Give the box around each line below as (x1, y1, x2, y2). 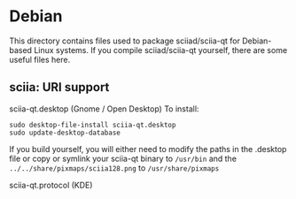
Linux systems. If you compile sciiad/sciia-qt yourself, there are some (34, 44, 288, 55)
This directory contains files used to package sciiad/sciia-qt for (9, 35, 241, 46)
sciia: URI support (9, 80, 110, 95)
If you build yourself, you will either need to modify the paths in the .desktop (9, 143, 287, 154)
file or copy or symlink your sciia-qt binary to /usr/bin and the (9, 153, 238, 164)
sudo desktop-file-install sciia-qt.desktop (9, 120, 176, 129)
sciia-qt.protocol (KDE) (9, 180, 93, 190)
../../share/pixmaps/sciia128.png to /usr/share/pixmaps (9, 162, 220, 173)
